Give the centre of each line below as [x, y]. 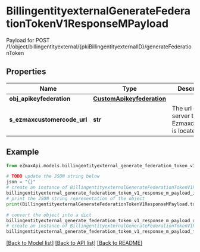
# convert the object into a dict [49, 215]
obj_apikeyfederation [40, 99]
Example [23, 152]
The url [182, 108]
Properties [26, 72]
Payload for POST [28, 40]
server [181, 116]
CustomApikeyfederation [130, 99]
